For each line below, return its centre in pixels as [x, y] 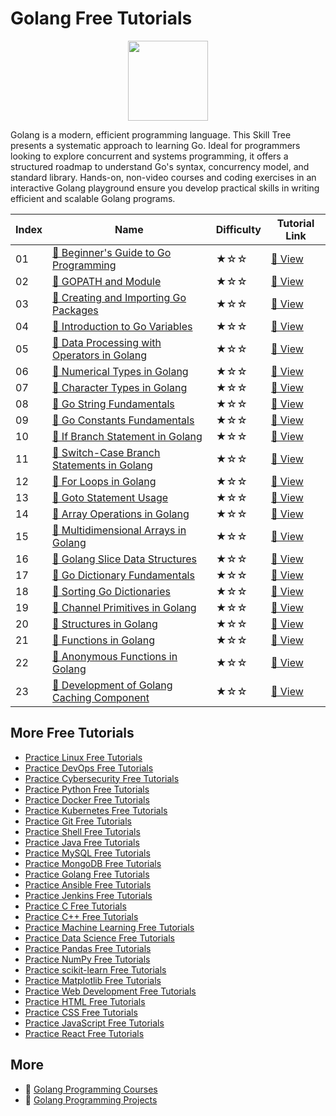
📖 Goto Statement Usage [110, 497]
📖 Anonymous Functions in [115, 656]
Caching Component [101, 697]
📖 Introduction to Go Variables [122, 326]
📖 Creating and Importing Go [119, 297]
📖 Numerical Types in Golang [120, 371]
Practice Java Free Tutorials [82, 842]
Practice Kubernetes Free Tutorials [96, 810]
